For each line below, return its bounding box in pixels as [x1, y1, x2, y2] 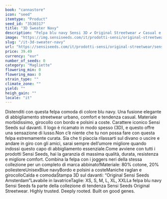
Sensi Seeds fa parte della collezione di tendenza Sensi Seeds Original [5, 183, 150, 189]
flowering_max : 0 [5, 72, 41, 77]
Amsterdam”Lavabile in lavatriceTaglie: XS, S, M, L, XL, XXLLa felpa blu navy [5, 178, 162, 184]
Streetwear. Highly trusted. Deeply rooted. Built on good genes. [5, 188, 135, 194]
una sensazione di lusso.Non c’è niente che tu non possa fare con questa [5, 130, 155, 136]
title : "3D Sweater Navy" [5, 26, 59, 31]
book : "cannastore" [5, 7, 46, 12]
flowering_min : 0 [5, 68, 41, 73]
